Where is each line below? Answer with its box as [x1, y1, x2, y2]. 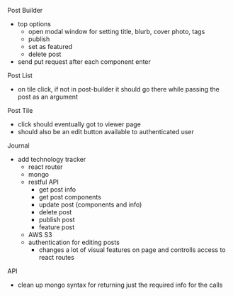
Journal [7, 141, 30, 150]
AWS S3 [28, 231, 52, 239]
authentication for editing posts [28, 238, 120, 246]
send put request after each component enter [17, 57, 151, 66]
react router [28, 163, 63, 171]
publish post [38, 216, 76, 224]
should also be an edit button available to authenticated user [17, 128, 195, 136]
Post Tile [7, 106, 33, 114]
